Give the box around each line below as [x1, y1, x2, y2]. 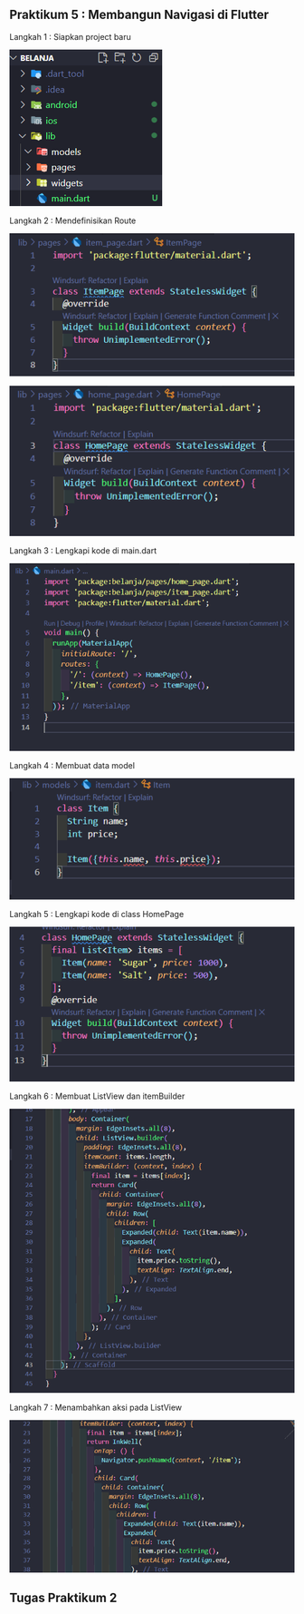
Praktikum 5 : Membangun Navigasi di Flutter [9, 7, 270, 23]
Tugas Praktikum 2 [9, 1590, 118, 1606]
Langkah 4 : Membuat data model [9, 759, 136, 770]
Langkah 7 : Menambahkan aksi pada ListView [9, 1402, 183, 1413]
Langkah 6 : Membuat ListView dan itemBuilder [9, 1091, 185, 1101]
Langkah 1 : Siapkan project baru [9, 31, 131, 42]
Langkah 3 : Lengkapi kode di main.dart [9, 545, 157, 556]
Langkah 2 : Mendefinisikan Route [9, 215, 137, 226]
